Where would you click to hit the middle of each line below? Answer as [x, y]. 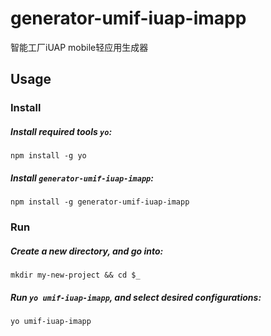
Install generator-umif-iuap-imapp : [82, 178]
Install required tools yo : [61, 131]
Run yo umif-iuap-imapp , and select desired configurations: [136, 297]
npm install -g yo [48, 156]
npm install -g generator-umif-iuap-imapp [100, 202]
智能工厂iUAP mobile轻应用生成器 [79, 47]
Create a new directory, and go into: [87, 251]
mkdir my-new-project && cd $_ [75, 275]
